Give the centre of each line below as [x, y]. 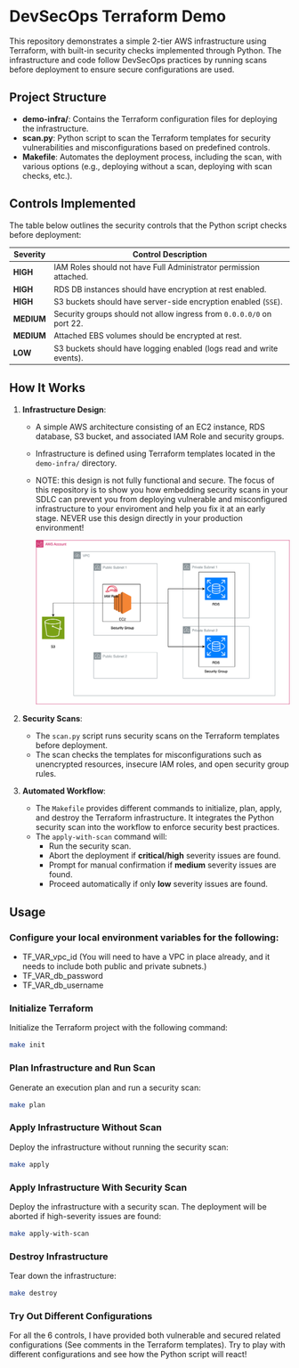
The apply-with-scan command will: [101, 837]
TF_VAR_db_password [63, 976]
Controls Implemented [73, 204]
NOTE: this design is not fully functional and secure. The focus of [155, 480]
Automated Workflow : [64, 791]
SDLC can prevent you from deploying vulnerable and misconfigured [161, 499]
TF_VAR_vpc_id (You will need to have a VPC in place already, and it [145, 957]
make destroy [33, 1293]
